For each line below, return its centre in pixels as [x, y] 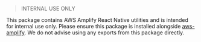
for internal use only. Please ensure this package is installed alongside [94, 26]
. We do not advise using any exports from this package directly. [104, 33]
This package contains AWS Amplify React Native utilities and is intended [97, 20]
